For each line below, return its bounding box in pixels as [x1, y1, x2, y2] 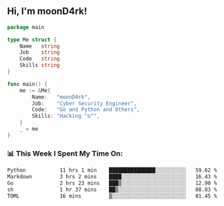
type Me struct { [7, 36, 57, 43]
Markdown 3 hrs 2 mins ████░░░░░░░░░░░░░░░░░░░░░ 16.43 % [7, 173, 217, 180]
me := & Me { [19, 87, 51, 94]
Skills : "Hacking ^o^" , [32, 113, 100, 120]
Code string [19, 55, 60, 63]
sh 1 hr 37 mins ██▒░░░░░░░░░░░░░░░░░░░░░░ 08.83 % [7, 186, 217, 193]
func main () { [7, 81, 48, 87]
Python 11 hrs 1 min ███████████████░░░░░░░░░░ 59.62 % [7, 167, 217, 174]
